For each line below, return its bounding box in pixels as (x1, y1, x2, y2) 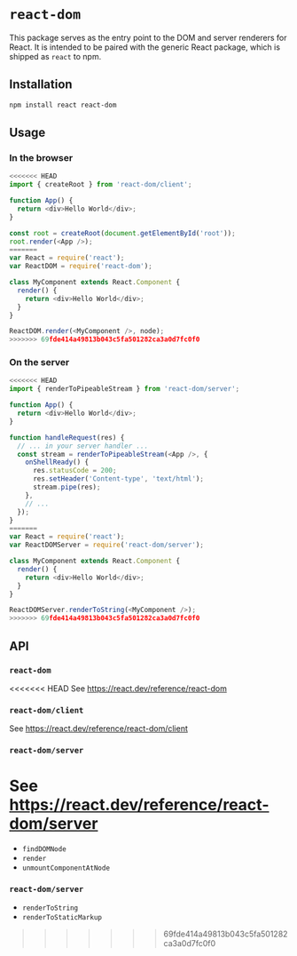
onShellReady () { (25, 458, 90, 467)
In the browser (9, 151, 74, 163)
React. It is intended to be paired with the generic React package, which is (9, 42, 281, 52)
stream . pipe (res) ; (32, 482, 101, 492)
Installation (9, 77, 73, 92)
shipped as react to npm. (9, 51, 102, 61)
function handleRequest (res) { (9, 433, 125, 442)
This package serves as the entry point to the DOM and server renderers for (9, 32, 287, 43)
